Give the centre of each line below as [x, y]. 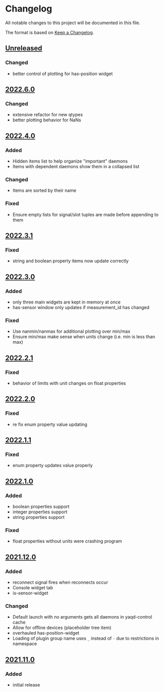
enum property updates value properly [53, 466]
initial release [26, 684]
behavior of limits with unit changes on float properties [69, 383]
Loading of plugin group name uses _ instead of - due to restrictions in [86, 638]
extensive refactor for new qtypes [48, 115]
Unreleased [24, 48]
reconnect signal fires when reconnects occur [60, 582]
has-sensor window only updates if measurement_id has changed [81, 307]
